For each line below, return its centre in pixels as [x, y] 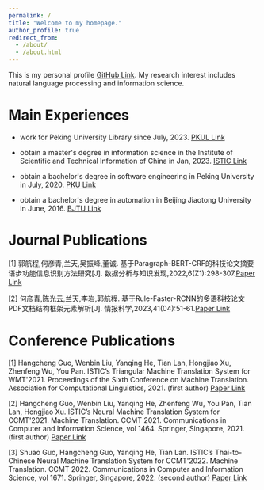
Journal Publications [78, 240]
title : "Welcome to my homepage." [65, 23]
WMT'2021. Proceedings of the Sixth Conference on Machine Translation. [129, 379]
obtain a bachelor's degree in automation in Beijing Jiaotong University [135, 199]
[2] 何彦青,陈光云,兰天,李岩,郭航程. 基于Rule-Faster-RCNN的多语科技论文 [127, 298]
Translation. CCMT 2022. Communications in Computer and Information [126, 469]
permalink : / [30, 15]
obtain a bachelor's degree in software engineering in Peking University [137, 176]
